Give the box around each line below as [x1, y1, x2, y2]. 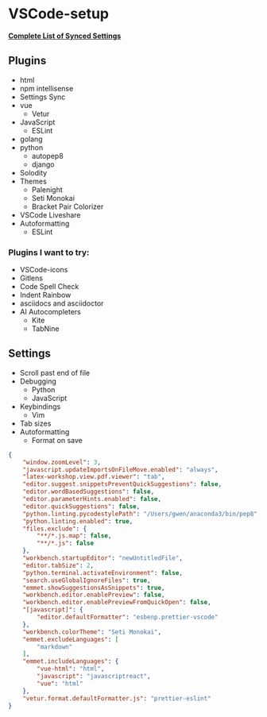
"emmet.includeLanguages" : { [22, 657, 119, 665]
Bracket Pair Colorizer [31, 202, 104, 211]
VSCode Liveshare [19, 210, 81, 219]
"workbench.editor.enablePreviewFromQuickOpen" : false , [22, 599, 212, 607]
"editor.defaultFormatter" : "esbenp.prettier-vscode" [37, 613, 219, 622]
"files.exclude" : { [22, 525, 87, 533]
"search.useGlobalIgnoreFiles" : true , [22, 576, 151, 584]
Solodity [19, 168, 48, 177]
